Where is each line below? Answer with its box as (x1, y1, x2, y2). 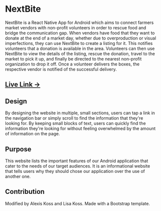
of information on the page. (5, 131, 60, 137)
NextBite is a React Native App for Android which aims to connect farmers (5, 20, 154, 25)
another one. (5, 173, 31, 179)
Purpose (5, 145, 32, 153)
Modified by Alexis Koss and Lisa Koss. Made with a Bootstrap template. (5, 200, 150, 206)
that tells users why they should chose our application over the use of (5, 168, 145, 174)
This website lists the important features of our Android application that (5, 158, 148, 164)
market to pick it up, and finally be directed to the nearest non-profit (5, 56, 142, 62)
